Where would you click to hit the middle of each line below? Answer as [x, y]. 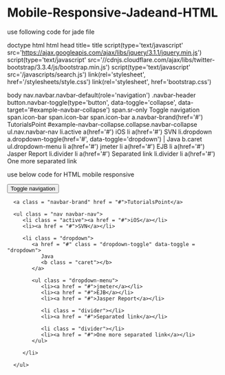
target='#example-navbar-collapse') [59, 110]
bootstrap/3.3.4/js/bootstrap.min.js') [58, 67]
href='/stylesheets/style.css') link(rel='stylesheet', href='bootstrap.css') [109, 81]
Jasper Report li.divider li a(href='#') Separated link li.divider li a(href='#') [111, 154]
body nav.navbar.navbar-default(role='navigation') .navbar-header [101, 95]
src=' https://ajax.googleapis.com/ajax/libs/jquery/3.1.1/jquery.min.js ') [105, 52]
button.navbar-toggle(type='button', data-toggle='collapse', [92, 102]
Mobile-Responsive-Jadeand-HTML [112, 13]
